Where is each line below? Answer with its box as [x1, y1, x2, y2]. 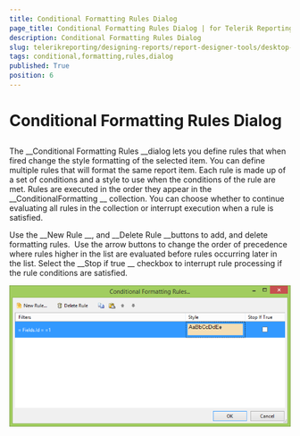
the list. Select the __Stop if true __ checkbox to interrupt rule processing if [9, 258, 283, 269]
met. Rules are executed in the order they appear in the [9, 184, 212, 195]
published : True [9, 62, 70, 71]
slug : [9, 43, 29, 52]
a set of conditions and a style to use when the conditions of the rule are [9, 174, 276, 185]
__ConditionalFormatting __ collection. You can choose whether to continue [9, 193, 285, 205]
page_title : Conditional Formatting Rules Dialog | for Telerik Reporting [9, 23, 294, 33]
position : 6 [9, 71, 54, 80]
